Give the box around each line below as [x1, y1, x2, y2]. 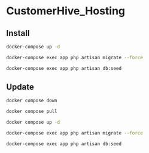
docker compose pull [6, 109, 58, 115]
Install [6, 28, 30, 38]
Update [6, 82, 35, 92]
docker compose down [6, 97, 58, 104]
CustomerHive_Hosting [6, 4, 126, 18]
